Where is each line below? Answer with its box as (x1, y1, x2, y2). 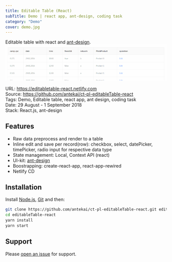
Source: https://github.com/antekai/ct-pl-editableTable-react (5, 91, 134, 97)
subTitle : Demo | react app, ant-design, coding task (5, 13, 123, 19)
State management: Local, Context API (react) (12, 152, 110, 158)
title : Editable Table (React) (5, 8, 72, 13)
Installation (5, 183, 42, 192)
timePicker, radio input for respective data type (12, 146, 112, 153)
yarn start (5, 223, 29, 228)
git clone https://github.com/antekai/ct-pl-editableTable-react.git (5, 207, 157, 212)
